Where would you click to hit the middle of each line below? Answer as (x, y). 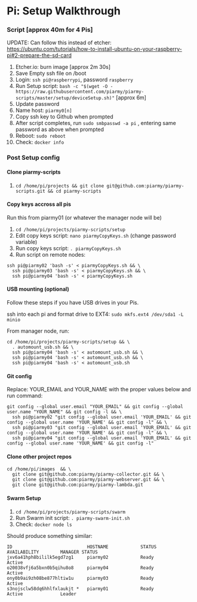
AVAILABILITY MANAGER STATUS (52, 552)
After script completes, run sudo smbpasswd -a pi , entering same (96, 123)
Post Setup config (33, 158)
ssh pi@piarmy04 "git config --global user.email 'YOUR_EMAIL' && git (102, 438)
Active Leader (42, 594)
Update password (37, 104)
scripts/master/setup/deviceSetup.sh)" (65, 98)
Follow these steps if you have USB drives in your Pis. (73, 303)
